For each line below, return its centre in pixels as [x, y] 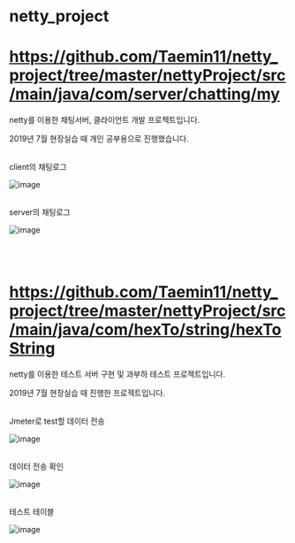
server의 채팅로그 [40, 212]
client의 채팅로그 [38, 167]
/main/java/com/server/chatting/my [145, 94]
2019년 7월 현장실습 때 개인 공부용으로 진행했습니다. [99, 139]
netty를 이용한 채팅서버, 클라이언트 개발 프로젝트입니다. [105, 120]
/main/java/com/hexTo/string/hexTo [145, 330]
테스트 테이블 [32, 512]
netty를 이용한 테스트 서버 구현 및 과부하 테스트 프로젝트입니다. [117, 374]
